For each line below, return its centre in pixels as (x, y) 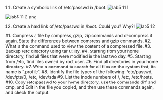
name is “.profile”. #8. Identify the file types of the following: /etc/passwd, (79, 72)
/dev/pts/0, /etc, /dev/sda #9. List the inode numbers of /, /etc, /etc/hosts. (79, 77)
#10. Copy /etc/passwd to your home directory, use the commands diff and (81, 82)
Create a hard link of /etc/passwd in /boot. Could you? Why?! (74, 26)
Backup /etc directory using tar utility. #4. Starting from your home (72, 51)
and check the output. (28, 92)
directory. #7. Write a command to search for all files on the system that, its (81, 67)
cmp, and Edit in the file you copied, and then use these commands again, (80, 87)
